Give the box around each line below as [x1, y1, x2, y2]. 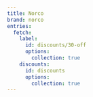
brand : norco [7, 16, 44, 23]
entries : [7, 23, 32, 29]
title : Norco [7, 10, 44, 17]
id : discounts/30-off [24, 42, 87, 48]
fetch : [13, 29, 32, 36]
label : [19, 36, 38, 42]
